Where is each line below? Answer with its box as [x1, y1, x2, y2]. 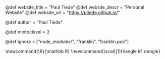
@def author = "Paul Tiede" [5, 19, 63, 25]
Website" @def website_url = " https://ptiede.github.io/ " [5, 9, 120, 15]
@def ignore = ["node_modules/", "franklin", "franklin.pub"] [5, 38, 129, 44]
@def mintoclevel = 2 [5, 29, 50, 34]
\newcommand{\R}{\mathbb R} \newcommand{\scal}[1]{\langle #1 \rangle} [5, 48, 160, 54]
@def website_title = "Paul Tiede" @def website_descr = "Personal [5, 4, 145, 10]
